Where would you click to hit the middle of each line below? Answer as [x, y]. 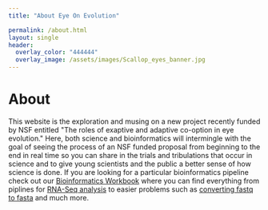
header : [21, 45]
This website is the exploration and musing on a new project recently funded [134, 121]
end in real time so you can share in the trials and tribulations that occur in [130, 155]
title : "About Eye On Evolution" [64, 16]
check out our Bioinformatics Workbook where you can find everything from [134, 180]
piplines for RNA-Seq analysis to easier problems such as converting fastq [131, 189]
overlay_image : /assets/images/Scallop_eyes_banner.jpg [110, 60]
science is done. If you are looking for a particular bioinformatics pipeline [129, 172]
